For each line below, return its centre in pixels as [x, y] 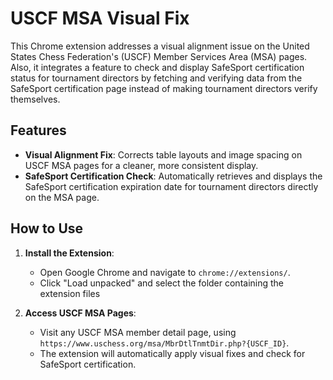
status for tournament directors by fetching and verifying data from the [156, 78]
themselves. [35, 99]
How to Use [47, 228]
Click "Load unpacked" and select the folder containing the [162, 283]
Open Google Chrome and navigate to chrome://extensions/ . [165, 272]
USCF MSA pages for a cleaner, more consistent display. [141, 165]
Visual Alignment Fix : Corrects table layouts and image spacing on [163, 154]
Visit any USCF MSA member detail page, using [138, 332]
